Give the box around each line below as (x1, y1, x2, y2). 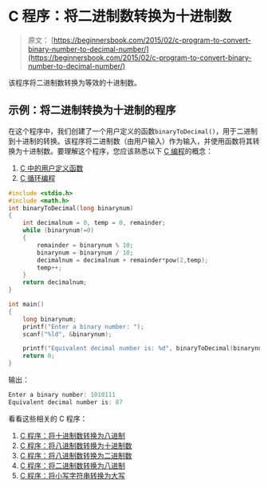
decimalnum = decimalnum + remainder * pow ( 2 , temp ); (37, 256, 209, 264)
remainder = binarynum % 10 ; (37, 241, 134, 249)
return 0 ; (22, 352, 56, 360)
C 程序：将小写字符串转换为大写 (19, 470, 125, 480)
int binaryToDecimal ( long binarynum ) (8, 204, 134, 212)
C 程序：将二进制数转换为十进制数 (8, 7, 232, 26)
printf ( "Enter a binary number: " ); (22, 322, 145, 330)
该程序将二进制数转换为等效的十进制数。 (8, 78, 141, 87)
